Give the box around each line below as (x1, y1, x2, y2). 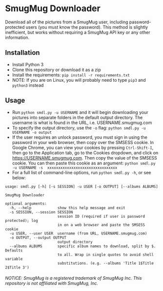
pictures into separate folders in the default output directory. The (12, 114, 143, 120)
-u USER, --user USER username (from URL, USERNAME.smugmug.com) (9, 231, 147, 236)
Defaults (5, 248, 23, 253)
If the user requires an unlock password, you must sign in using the (12, 134, 147, 140)
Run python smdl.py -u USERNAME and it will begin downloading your (12, 109, 148, 115)
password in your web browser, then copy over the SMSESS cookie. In (12, 139, 154, 145)
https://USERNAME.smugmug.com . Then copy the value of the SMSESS (12, 155, 157, 161)
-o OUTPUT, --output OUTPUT (9, 235, 67, 240)
